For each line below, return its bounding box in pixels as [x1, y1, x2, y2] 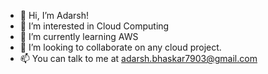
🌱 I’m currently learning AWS [19, 31, 139, 42]
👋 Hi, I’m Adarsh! [19, 10, 90, 21]
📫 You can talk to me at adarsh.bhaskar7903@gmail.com [19, 53, 258, 64]
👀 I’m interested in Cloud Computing [19, 20, 170, 32]
